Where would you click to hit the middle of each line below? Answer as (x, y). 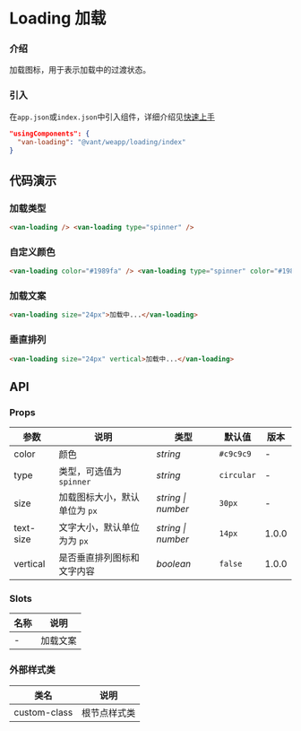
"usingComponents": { (50, 134)
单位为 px (78, 510)
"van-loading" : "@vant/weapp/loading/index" (102, 142)
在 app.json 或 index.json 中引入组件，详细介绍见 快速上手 (112, 117)
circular (238, 475)
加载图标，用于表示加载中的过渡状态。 (80, 70)
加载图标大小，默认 (99, 497)
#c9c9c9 (236, 454)
